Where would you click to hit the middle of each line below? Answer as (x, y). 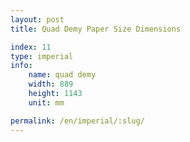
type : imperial (42, 56)
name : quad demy (62, 75)
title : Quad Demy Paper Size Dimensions (96, 29)
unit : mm (46, 102)
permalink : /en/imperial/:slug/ (77, 121)
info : (21, 66)
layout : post (37, 19)
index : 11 (31, 47)
